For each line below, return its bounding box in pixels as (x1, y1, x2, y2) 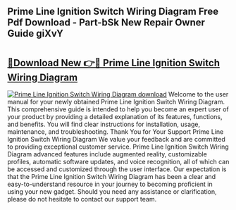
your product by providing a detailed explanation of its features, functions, (7, 113, 223, 121)
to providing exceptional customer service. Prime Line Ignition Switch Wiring (7, 142, 229, 151)
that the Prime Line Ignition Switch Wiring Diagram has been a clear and (7, 173, 216, 180)
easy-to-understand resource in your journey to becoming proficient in (7, 180, 213, 188)
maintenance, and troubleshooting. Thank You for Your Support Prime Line (7, 128, 224, 136)
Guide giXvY (7, 27, 63, 39)
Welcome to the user (168, 90, 229, 98)
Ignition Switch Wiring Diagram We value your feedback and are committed (7, 135, 225, 143)
